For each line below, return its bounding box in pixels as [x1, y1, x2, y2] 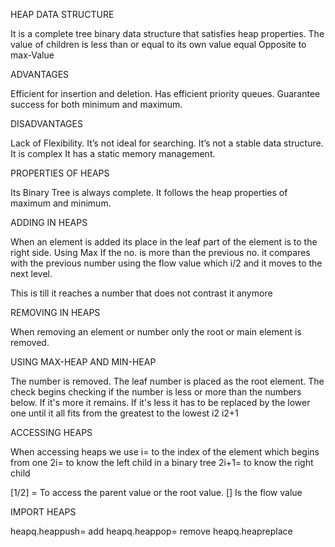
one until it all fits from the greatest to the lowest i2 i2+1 [10, 407, 239, 419]
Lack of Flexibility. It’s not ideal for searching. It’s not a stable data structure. [10, 137, 324, 149]
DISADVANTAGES [10, 118, 83, 129]
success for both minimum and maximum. [10, 99, 183, 110]
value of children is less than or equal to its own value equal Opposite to [10, 39, 307, 50]
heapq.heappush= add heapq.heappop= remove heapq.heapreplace [10, 525, 293, 537]
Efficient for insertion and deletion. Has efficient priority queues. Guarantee [10, 88, 321, 99]
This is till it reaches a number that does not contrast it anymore [10, 287, 273, 299]
